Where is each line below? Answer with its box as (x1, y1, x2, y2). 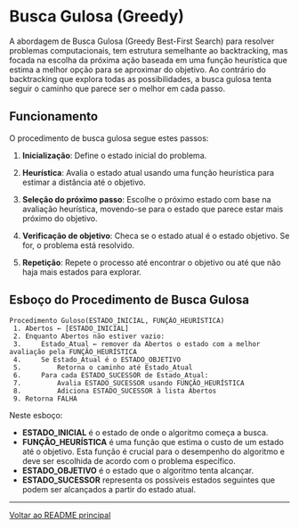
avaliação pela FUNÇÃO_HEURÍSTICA (9, 347, 138, 356)
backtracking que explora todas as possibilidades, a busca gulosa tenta (9, 73, 272, 84)
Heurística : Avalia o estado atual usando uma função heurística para (21, 167, 274, 178)
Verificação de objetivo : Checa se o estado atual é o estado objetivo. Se (21, 230, 290, 241)
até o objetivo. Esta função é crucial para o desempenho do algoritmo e (21, 446, 285, 457)
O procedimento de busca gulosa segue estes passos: (9, 132, 209, 144)
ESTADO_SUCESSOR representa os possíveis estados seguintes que (21, 475, 276, 485)
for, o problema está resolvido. (21, 239, 135, 251)
